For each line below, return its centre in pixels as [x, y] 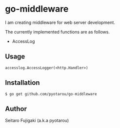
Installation [22, 83]
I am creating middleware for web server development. [60, 22]
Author [16, 109]
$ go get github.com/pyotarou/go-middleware [51, 94]
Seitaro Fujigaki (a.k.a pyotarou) [37, 121]
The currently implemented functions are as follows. [57, 32]
